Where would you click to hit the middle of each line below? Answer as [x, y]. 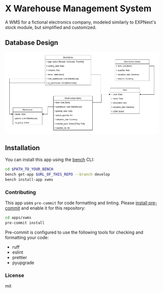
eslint [18, 252]
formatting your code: [27, 237]
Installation [22, 148]
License [15, 275]
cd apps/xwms [18, 217]
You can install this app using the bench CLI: [50, 160]
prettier [20, 257]
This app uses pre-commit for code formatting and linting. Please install [76, 203]
